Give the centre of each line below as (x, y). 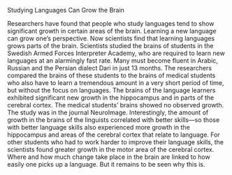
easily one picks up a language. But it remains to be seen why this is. (106, 164)
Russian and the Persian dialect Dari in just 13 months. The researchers (109, 68)
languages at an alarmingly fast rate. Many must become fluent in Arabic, (113, 61)
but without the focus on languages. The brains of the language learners (111, 90)
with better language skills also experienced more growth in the (99, 127)
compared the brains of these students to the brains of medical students (111, 75)
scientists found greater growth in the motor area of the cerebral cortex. (111, 150)
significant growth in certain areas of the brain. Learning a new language (112, 31)
